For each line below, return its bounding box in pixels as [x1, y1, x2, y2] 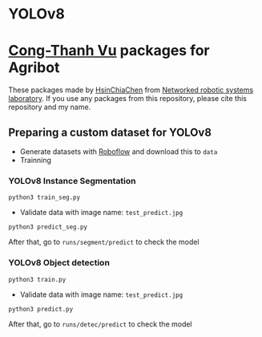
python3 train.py [8, 275, 67, 283]
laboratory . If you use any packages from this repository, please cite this [8, 94, 247, 104]
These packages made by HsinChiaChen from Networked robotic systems [8, 85, 254, 95]
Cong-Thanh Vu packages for [8, 42, 210, 60]
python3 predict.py [8, 305, 74, 313]
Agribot [8, 59, 60, 77]
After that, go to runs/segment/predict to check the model [8, 238, 200, 247]
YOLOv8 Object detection [8, 258, 111, 269]
